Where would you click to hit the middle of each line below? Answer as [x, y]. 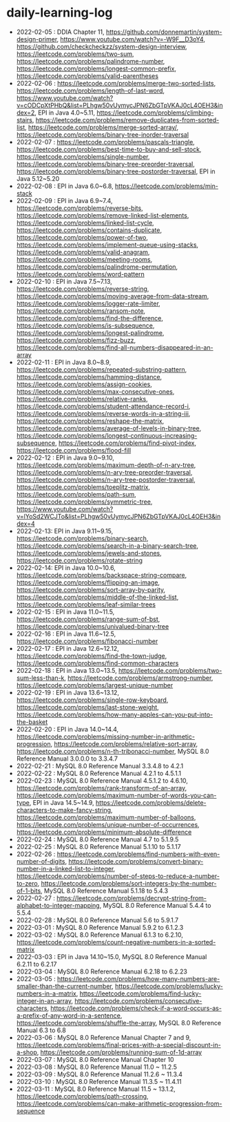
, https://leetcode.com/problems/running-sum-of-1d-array [119, 1052]
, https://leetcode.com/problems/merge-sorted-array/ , [102, 127]
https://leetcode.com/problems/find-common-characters [97, 663]
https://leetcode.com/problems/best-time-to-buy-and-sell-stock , [109, 149]
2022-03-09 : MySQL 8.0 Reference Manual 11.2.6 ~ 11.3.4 [100, 1074]
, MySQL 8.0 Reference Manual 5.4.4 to [155, 905]
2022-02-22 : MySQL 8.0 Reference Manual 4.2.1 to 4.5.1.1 [99, 773]
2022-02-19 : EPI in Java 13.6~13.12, [68, 692]
